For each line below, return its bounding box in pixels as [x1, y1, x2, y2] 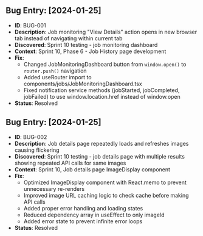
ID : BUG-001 [14, 21, 46, 29]
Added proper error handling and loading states [23, 204, 143, 212]
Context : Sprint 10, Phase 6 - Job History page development [14, 48, 167, 55]
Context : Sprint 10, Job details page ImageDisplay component [14, 165, 171, 173]
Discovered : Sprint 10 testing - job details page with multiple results [14, 152, 185, 160]
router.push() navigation [23, 67, 87, 74]
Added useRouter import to [23, 73, 92, 80]
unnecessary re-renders [23, 185, 85, 192]
